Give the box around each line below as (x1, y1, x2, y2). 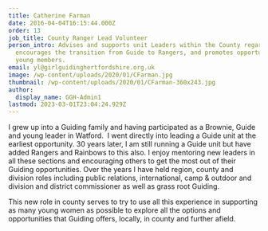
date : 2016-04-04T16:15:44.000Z (8, 19, 116, 27)
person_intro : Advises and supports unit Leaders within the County (8, 41, 241, 49)
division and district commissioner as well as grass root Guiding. (8, 182, 220, 191)
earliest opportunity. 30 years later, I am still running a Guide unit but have (8, 139, 251, 149)
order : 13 (8, 26, 41, 34)
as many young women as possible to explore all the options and (8, 206, 221, 215)
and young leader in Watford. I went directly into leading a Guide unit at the (8, 131, 257, 140)
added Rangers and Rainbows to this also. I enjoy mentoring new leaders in (8, 148, 255, 158)
